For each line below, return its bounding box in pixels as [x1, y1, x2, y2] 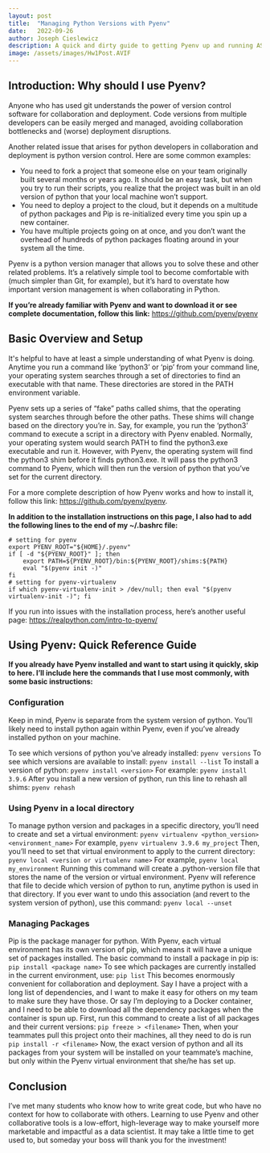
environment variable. [8, 388, 80, 398]
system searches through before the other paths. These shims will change [8, 412, 255, 422]
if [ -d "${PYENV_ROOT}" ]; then [8, 550, 121, 558]
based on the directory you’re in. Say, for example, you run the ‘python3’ [8, 420, 248, 430]
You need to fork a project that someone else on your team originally [19, 166, 247, 176]
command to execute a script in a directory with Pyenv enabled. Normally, [8, 429, 253, 439]
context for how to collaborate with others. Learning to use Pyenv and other [8, 1109, 260, 1119]
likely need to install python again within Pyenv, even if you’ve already [8, 723, 240, 734]
